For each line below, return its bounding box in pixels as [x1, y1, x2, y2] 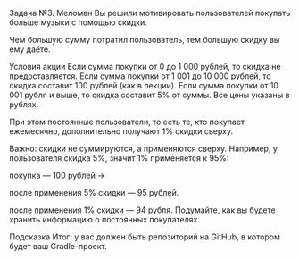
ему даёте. [9, 44, 51, 55]
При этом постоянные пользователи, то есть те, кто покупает [9, 116, 245, 127]
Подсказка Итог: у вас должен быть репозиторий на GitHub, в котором [9, 231, 281, 242]
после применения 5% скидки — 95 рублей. [9, 188, 179, 197]
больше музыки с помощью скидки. [9, 17, 147, 28]
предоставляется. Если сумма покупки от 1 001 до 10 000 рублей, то [9, 71, 271, 81]
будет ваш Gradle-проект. [9, 241, 107, 251]
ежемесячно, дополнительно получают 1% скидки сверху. [9, 126, 234, 137]
